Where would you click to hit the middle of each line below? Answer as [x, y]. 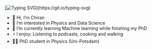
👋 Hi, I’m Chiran [28, 17]
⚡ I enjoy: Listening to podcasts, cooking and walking [68, 34]
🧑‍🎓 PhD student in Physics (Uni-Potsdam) [56, 41]
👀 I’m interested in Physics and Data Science [59, 23]
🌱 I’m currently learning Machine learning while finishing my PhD [80, 28]
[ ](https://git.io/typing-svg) [48, 8]
